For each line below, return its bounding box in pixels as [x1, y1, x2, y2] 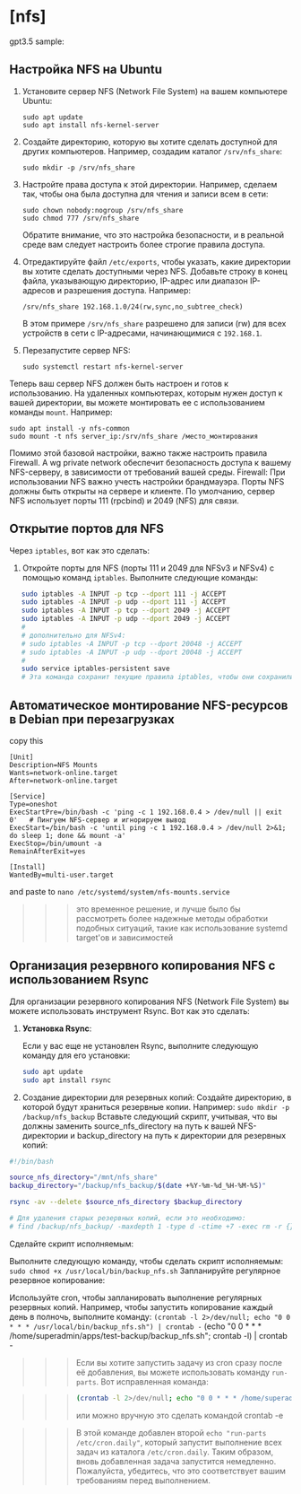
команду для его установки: [21, 1050, 131, 1061]
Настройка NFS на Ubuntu [9, 62, 163, 77]
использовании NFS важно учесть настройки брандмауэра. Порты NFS [9, 476, 285, 486]
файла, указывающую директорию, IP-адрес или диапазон [21, 275, 248, 286]
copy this [9, 736, 44, 746]
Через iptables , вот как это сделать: [9, 545, 150, 555]
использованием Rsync [9, 972, 150, 988]
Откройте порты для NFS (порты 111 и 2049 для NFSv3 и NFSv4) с [21, 563, 275, 573]
